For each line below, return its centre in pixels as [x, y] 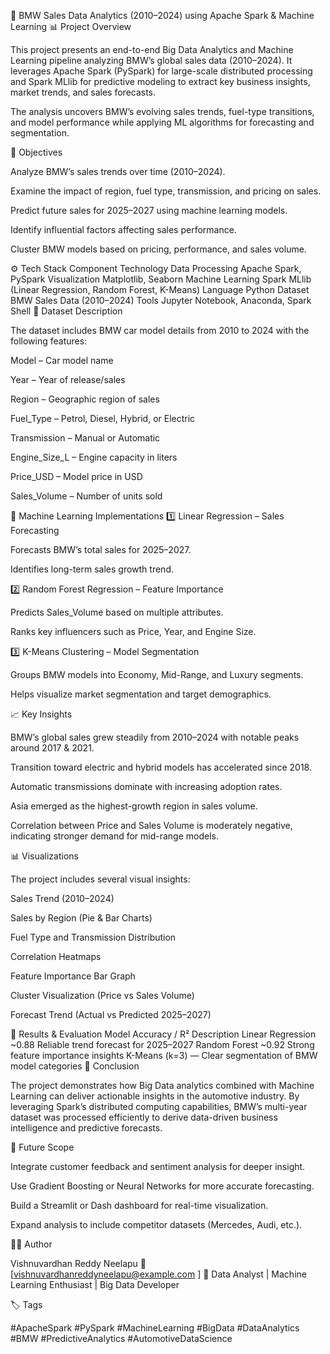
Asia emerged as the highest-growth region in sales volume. [134, 806]
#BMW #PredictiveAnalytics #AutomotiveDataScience [121, 1338]
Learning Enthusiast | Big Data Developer [95, 1284]
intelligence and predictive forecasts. [86, 1128]
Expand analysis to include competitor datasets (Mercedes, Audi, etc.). [156, 1224]
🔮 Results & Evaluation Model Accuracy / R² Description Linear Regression [163, 1034]
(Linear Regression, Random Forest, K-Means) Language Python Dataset [160, 289]
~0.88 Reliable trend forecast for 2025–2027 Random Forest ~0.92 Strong [162, 1044]
